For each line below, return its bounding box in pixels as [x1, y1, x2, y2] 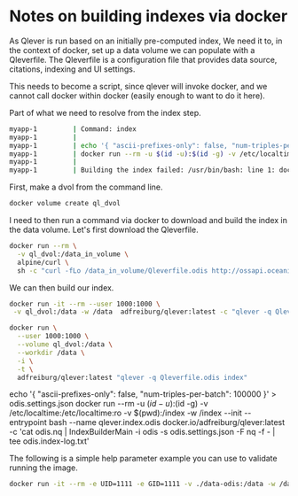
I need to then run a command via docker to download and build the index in [9, 215, 288, 226]
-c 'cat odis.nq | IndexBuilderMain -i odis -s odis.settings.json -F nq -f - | [9, 427, 276, 438]
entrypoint [9, 417, 47, 428]
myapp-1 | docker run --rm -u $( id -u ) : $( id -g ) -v [9, 149, 237, 159]
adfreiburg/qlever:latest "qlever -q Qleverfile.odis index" [17, 373, 248, 382]
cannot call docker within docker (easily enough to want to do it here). [9, 90, 266, 101]
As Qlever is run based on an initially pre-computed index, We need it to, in [9, 35, 283, 46]
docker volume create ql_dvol [9, 199, 122, 208]
